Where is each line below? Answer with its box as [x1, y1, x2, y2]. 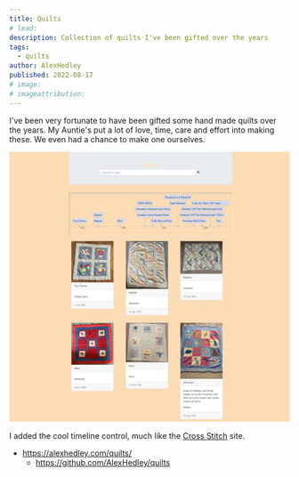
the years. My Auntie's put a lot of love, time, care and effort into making [9, 125, 275, 135]
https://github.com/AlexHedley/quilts [35, 457, 171, 467]
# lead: [9, 23, 38, 33]
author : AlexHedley [9, 61, 82, 70]
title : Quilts [9, 14, 62, 23]
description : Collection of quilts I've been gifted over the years [9, 33, 269, 42]
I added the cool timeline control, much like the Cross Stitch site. [9, 430, 246, 441]
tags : [9, 43, 29, 52]
